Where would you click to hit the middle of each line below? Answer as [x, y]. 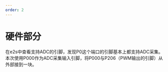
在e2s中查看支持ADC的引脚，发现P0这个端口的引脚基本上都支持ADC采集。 [84, 52]
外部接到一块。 [21, 64]
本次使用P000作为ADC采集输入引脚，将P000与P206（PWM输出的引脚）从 [84, 58]
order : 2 [15, 10]
